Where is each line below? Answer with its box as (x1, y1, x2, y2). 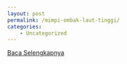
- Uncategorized (20, 29, 68, 37)
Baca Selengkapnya (7, 49, 65, 57)
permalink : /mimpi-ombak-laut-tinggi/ (7, 17, 120, 24)
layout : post (7, 10, 45, 17)
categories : (7, 23, 42, 30)
